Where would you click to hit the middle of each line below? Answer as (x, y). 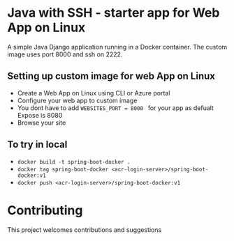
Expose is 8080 (40, 115)
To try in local (37, 145)
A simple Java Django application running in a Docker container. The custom (117, 47)
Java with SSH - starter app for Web (114, 13)
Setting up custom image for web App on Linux (111, 76)
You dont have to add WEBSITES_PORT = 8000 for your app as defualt (116, 108)
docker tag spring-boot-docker (63, 169)
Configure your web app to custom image (77, 100)
